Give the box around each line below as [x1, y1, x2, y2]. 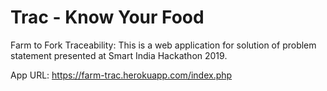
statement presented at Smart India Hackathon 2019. [10, 49, 228, 61]
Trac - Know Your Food [10, 6, 205, 29]
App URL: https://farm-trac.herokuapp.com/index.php [10, 69, 233, 81]
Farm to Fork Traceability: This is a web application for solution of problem [10, 39, 317, 51]
